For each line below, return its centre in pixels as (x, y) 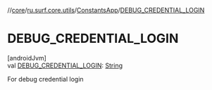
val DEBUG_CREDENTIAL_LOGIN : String (65, 65)
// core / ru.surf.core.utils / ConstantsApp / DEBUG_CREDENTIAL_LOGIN (106, 10)
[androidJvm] (27, 58)
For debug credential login (45, 79)
